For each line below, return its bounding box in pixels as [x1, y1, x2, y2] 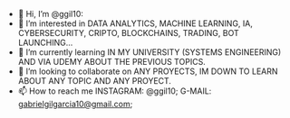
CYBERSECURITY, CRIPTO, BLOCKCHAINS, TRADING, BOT [17, 28, 239, 38]
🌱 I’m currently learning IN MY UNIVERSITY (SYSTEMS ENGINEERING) [17, 47, 282, 58]
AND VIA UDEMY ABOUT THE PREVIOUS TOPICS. [17, 57, 206, 67]
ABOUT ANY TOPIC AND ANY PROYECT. [17, 76, 172, 86]
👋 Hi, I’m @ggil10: [17, 9, 84, 19]
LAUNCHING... [17, 37, 73, 48]
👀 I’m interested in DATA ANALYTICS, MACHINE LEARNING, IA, [17, 18, 254, 29]
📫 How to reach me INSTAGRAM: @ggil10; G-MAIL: [17, 86, 212, 96]
